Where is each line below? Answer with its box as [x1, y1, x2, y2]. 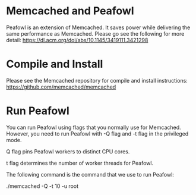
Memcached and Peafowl [6, 4, 134, 18]
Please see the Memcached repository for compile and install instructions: [6, 77, 188, 84]
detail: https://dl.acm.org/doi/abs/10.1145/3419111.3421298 [6, 36, 148, 43]
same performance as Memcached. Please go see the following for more [6, 30, 185, 37]
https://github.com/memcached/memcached [6, 83, 116, 90]
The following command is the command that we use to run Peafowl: [6, 171, 174, 178]
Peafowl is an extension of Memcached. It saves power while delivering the [6, 24, 191, 31]
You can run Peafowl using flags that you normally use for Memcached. [6, 124, 181, 131]
